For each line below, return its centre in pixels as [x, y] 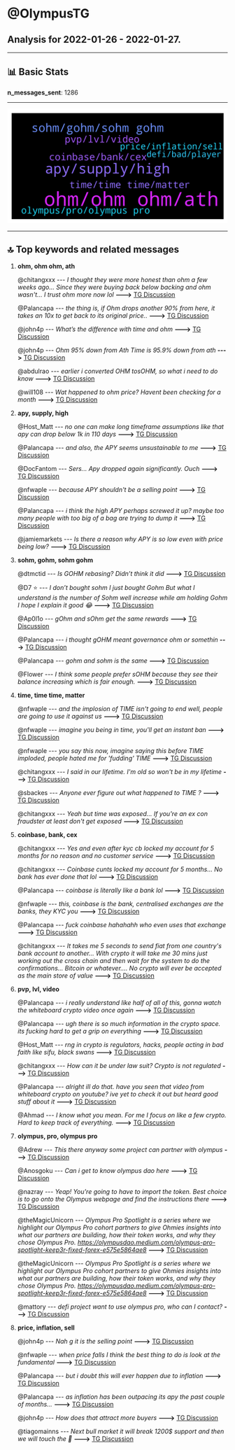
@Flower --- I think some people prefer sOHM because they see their [117, 675]
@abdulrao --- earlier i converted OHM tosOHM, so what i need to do [117, 371]
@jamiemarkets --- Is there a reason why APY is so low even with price [120, 539]
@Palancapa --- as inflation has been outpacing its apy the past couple [121, 1397]
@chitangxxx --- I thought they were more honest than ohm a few [112, 280]
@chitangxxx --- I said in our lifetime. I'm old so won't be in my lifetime [120, 772]
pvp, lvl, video [38, 990]
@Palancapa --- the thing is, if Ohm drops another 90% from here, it [116, 308]
